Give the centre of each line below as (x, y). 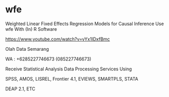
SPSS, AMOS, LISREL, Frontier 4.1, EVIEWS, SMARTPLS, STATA (72, 79)
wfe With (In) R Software (31, 29)
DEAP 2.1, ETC (20, 89)
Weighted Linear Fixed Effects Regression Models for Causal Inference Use (84, 24)
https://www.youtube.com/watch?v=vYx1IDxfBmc (58, 39)
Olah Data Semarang (27, 49)
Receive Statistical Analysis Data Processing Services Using (69, 69)
